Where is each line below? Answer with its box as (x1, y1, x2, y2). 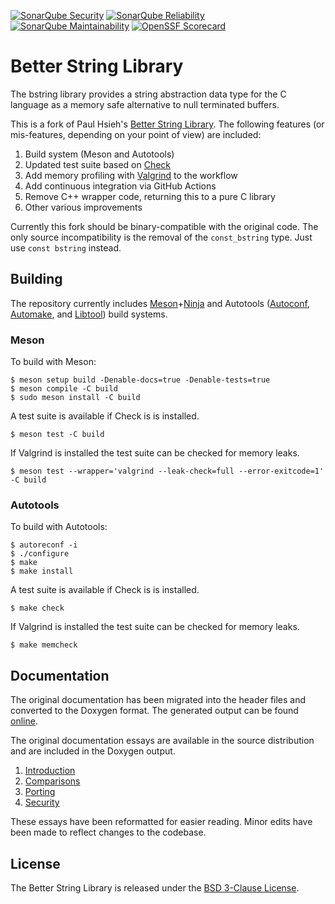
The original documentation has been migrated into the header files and (10, 694, 307, 706)
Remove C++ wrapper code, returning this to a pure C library (24, 190, 276, 202)
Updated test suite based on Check (24, 158, 172, 170)
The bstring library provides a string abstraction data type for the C (10, 88, 287, 100)
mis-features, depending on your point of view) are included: (10, 128, 262, 140)
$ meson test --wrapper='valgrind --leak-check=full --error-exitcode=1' (10, 466, 325, 477)
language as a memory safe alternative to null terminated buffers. (10, 98, 280, 110)
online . (10, 715, 38, 727)
